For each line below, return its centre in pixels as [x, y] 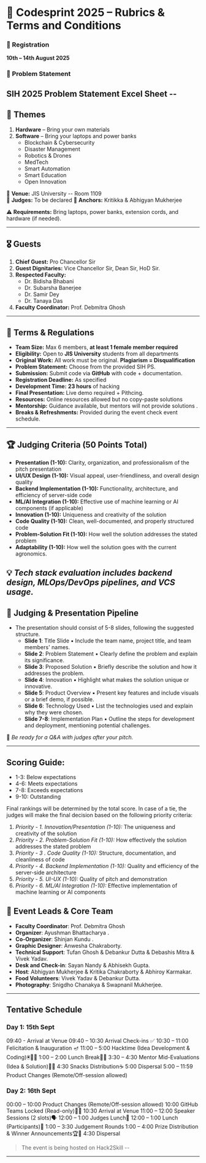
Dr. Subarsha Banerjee [53, 288]
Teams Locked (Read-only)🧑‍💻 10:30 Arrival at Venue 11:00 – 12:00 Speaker [101, 1111]
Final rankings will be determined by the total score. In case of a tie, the [97, 809]
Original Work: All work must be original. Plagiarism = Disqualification [105, 360]
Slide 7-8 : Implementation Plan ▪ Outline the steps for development [109, 719]
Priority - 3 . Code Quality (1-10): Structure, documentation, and [96, 853]
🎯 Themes [26, 115]
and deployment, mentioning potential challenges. [88, 725]
